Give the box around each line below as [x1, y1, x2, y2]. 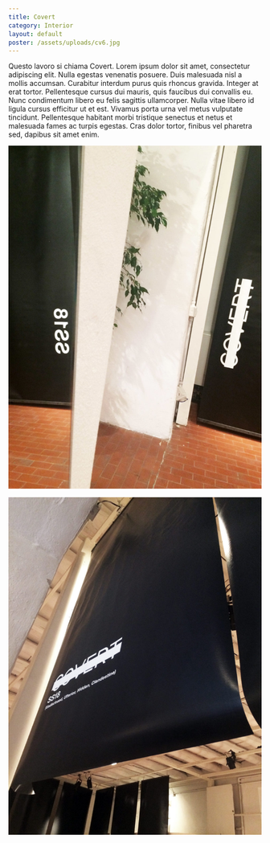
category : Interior [8, 21, 74, 30]
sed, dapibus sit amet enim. [8, 129, 100, 140]
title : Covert [8, 13, 56, 21]
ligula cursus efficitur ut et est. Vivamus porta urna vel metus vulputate [8, 104, 243, 114]
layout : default [8, 30, 63, 38]
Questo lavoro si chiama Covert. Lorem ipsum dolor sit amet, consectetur [8, 61, 251, 72]
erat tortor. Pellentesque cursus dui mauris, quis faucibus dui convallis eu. [8, 87, 253, 96]
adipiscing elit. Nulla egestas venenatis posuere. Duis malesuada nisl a [8, 70, 243, 80]
